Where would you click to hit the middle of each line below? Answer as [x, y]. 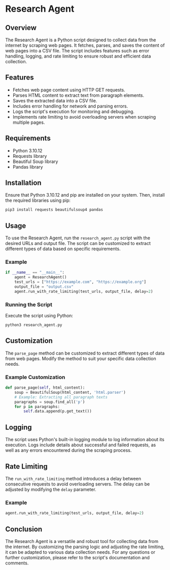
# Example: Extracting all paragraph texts [61, 397]
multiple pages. [29, 122]
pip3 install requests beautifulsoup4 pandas [54, 210]
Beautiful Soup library [35, 161]
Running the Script [29, 305]
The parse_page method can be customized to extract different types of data [85, 353]
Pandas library [28, 167]
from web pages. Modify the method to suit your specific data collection [81, 358]
